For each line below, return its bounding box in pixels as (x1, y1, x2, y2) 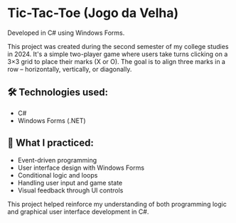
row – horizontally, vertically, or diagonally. (7, 65, 132, 73)
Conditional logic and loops (17, 170, 98, 179)
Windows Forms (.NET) (17, 116, 87, 125)
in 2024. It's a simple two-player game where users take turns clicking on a (7, 50, 228, 58)
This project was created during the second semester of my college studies (7, 42, 229, 50)
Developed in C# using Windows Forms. (7, 28, 125, 37)
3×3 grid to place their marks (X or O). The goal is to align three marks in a (7, 57, 226, 65)
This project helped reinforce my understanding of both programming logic (7, 200, 227, 208)
